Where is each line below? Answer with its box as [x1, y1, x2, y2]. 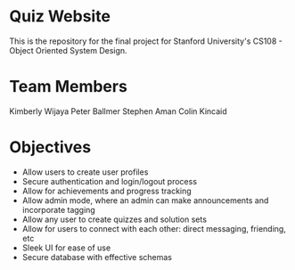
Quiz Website [9, 6, 111, 27]
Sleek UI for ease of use [21, 242, 111, 253]
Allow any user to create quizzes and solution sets [21, 214, 208, 225]
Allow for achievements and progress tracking [21, 185, 192, 196]
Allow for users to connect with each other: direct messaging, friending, [21, 223, 287, 233]
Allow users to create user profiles [21, 167, 149, 177]
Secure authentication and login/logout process [21, 176, 198, 186]
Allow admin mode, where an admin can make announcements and [21, 194, 269, 206]
